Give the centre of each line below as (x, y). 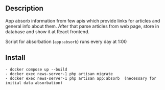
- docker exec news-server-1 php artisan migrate (59, 74)
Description (24, 8)
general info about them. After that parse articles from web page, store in (82, 26)
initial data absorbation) (34, 83)
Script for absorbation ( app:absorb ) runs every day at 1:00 (66, 41)
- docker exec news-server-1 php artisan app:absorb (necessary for (81, 78)
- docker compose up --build (36, 69)
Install (15, 58)
